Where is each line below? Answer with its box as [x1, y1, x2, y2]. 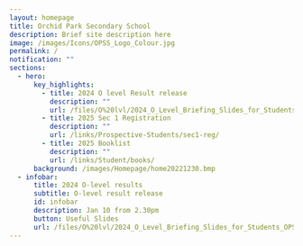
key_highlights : [32, 80, 95, 89]
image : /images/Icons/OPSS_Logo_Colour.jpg [9, 38, 176, 48]
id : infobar [32, 197, 78, 207]
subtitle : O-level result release [32, 189, 164, 198]
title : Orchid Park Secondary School [9, 22, 151, 31]
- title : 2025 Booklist [41, 139, 131, 148]
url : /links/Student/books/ [49, 155, 155, 165]
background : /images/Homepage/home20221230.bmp [32, 164, 216, 173]
